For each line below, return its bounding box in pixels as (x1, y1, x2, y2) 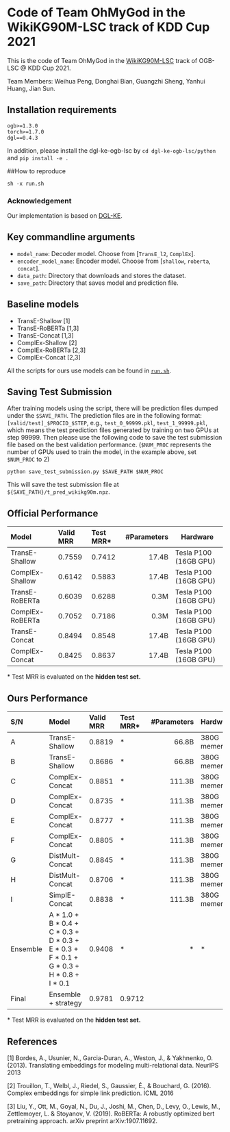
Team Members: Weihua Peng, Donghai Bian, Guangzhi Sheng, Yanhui (7, 77, 205, 85)
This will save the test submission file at (7, 481, 119, 489)
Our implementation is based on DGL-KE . (7, 212, 123, 220)
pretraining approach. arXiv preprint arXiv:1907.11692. (7, 1116, 158, 1124)
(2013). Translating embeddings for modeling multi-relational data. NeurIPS (7, 1061, 219, 1069)
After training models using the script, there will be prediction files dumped (7, 404, 218, 412)
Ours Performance (7, 692, 88, 704)
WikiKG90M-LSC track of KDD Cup (7, 19, 210, 35)
